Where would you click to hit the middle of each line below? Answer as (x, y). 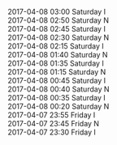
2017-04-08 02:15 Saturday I (56, 46)
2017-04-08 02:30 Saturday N (58, 37)
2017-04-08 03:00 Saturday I (57, 12)
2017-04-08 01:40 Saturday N (58, 55)
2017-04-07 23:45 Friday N (53, 124)
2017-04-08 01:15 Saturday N (57, 72)
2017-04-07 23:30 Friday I (52, 132)
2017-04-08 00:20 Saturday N (58, 106)
